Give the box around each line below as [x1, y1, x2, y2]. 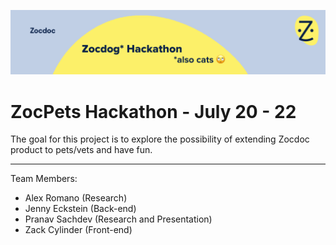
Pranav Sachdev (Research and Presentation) [24, 213, 213, 225]
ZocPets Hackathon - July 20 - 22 [10, 100, 297, 123]
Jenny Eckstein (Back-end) [24, 203, 137, 215]
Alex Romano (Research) [24, 192, 128, 204]
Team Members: [10, 173, 78, 185]
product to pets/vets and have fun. [10, 144, 153, 156]
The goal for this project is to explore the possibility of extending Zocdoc [10, 133, 310, 145]
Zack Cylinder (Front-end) [24, 224, 133, 236]
